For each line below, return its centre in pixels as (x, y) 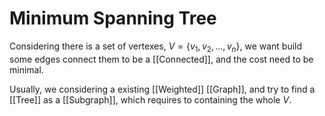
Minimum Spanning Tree (113, 18)
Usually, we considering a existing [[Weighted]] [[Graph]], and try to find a (162, 89)
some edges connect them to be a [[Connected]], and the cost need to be (161, 59)
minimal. (26, 69)
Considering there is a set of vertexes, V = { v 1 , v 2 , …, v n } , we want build (156, 47)
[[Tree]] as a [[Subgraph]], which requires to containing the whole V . (150, 99)
